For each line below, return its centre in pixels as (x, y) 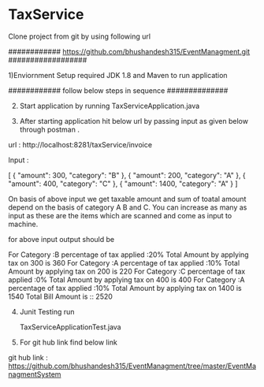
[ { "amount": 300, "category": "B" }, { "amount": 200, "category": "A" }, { (127, 175)
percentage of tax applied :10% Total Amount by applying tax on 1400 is (125, 288)
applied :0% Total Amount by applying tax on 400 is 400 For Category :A (126, 279)
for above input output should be (61, 239)
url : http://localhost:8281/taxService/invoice (80, 144)
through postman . (50, 129)
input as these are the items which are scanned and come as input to (120, 215)
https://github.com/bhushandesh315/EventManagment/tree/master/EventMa (132, 366)
